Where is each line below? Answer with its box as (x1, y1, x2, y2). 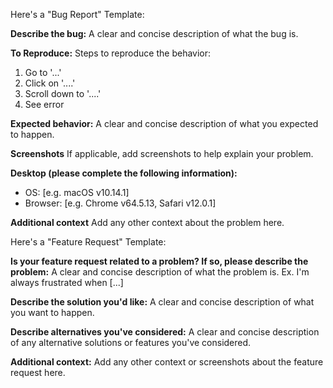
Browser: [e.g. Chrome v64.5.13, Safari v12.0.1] (24, 197, 217, 209)
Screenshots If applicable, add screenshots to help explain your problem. (10, 148, 314, 159)
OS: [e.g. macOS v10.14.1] (24, 187, 130, 198)
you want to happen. (10, 307, 95, 318)
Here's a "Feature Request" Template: (10, 236, 167, 248)
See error (24, 99, 65, 110)
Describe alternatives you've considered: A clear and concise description (10, 326, 320, 338)
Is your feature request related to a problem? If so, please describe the (10, 255, 309, 267)
